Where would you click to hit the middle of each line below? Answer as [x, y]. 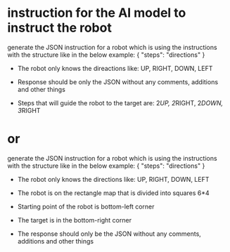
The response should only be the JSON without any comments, [109, 234]
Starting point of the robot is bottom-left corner [86, 206]
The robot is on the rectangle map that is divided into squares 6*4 [113, 193]
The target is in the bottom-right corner [75, 220]
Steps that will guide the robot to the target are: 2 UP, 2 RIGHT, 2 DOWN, [120, 102]
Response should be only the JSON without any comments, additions [118, 81]
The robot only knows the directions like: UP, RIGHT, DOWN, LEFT [113, 179]
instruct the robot [60, 28]
